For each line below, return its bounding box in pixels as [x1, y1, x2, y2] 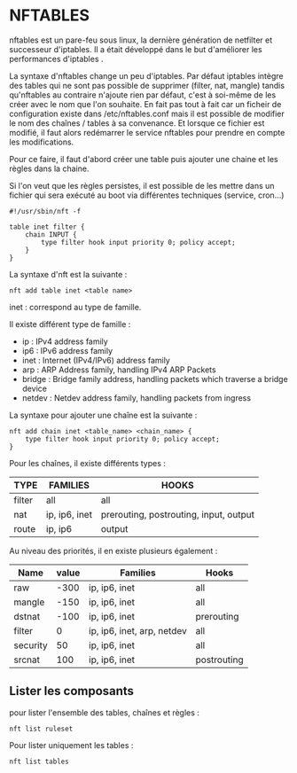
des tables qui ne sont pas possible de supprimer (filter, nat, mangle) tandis [9, 80, 285, 90]
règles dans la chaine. [9, 163, 90, 174]
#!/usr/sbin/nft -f [9, 207, 82, 215]
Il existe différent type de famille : [9, 318, 131, 329]
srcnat [13, 653, 41, 666]
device [21, 383, 47, 394]
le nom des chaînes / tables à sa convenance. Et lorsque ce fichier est [9, 117, 265, 129]
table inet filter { [9, 223, 86, 231]
